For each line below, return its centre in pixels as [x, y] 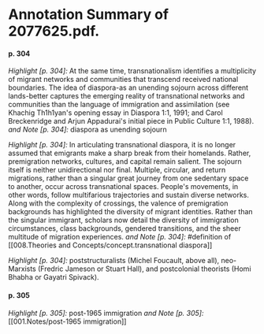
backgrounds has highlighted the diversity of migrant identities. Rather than [131, 212]
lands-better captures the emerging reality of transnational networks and [126, 96]
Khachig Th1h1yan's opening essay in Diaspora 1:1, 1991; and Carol [115, 113]
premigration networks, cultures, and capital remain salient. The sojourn [125, 161]
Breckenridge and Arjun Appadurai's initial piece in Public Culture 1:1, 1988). [131, 121]
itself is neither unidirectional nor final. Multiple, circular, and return [117, 170]
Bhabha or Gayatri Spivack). [54, 277]
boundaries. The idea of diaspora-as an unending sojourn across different [128, 87]
